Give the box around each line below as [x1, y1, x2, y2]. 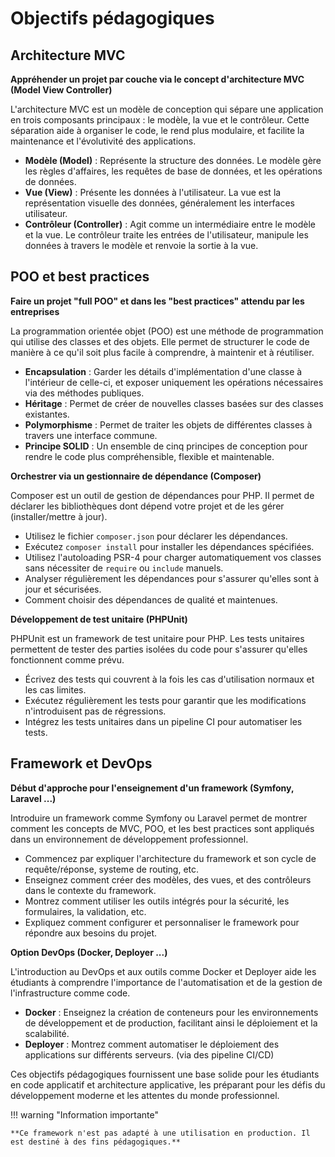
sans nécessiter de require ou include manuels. [24, 562, 224, 574]
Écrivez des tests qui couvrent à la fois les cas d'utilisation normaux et [24, 673, 315, 685]
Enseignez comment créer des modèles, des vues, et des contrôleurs [24, 873, 312, 886]
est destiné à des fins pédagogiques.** [10, 1137, 182, 1147]
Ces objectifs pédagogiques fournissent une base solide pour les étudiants [10, 1068, 320, 1080]
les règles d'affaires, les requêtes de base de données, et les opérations [24, 165, 323, 177]
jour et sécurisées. [24, 583, 102, 595]
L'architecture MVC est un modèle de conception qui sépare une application [10, 103, 324, 115]
